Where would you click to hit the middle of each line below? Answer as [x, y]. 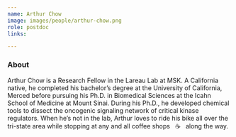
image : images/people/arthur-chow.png [64, 21]
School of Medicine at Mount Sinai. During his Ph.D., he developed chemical [118, 103]
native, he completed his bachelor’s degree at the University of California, [115, 88]
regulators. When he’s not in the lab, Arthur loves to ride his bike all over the [118, 118]
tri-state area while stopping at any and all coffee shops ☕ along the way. [118, 126]
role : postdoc [28, 27]
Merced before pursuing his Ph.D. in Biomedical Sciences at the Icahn [109, 95]
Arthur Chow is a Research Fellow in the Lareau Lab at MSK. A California [113, 80]
